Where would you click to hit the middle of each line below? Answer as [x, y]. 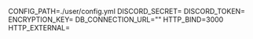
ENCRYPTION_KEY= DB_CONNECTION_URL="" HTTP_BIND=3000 [116, 19]
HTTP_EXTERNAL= [39, 28]
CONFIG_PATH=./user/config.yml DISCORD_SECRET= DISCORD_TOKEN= [127, 11]
